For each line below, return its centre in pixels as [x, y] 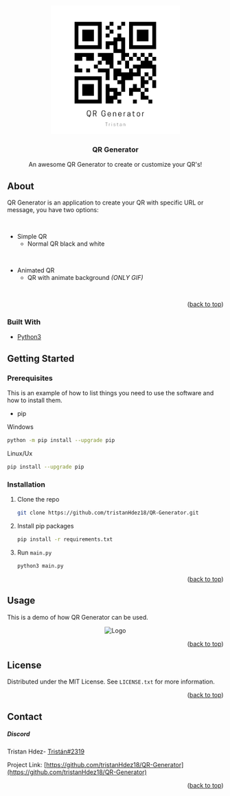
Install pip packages [45, 526]
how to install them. [35, 400]
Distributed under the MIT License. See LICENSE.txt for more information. [111, 682]
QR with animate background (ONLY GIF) [85, 278]
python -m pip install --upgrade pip [61, 441]
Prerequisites [30, 378]
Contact [25, 717]
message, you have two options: [53, 210]
